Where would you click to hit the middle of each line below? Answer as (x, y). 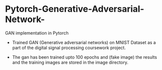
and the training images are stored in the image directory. (70, 62)
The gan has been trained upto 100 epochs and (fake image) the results (84, 57)
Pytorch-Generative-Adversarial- (75, 9)
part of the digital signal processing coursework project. (69, 47)
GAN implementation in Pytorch (37, 33)
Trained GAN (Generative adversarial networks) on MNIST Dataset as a (84, 42)
